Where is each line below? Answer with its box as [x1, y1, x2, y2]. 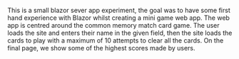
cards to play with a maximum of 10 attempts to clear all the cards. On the [7, 36, 224, 45]
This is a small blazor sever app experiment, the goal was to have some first [7, 6, 230, 14]
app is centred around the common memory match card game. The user [7, 21, 220, 29]
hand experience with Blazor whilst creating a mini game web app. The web [7, 14, 230, 22]
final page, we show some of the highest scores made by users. [7, 44, 195, 52]
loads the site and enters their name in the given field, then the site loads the [7, 28, 233, 37]
